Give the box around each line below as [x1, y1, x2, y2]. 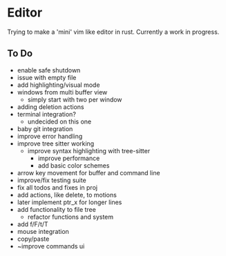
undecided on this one [27, 117, 92, 126]
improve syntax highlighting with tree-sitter [27, 146, 151, 155]
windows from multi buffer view [17, 88, 108, 96]
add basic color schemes [37, 161, 110, 170]
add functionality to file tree [17, 205, 97, 213]
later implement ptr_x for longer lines [17, 198, 122, 206]
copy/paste [17, 235, 50, 243]
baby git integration [17, 124, 73, 132]
